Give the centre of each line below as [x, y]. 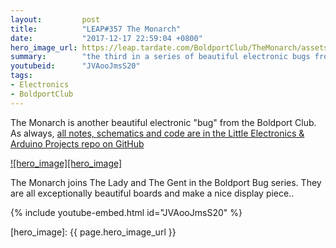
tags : [21, 76]
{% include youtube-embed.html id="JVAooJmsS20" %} [126, 212]
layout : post [55, 19]
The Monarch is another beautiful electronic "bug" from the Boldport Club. [163, 122]
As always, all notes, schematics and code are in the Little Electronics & [157, 133]
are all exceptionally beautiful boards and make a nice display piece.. [152, 193]
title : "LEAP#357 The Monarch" [96, 29]
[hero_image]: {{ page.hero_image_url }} [93, 232]
